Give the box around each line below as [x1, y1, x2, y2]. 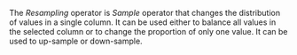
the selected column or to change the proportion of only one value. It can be [9, 27, 288, 36]
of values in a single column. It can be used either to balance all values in [9, 17, 277, 27]
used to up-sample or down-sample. [9, 35, 144, 46]
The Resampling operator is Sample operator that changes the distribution [9, 8, 281, 18]
